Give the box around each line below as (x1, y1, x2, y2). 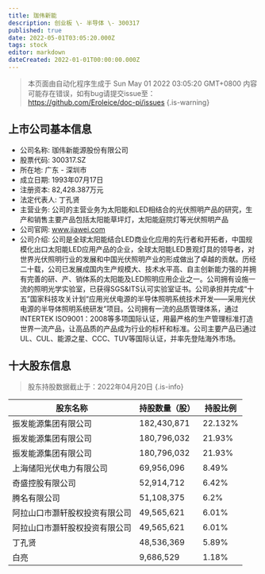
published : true (8, 26, 62, 34)
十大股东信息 (8, 359, 71, 373)
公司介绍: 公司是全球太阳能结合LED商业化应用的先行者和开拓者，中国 (19, 234, 246, 244)
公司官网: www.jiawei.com (19, 224, 106, 234)
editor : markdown (8, 48, 66, 56)
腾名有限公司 (12, 492, 61, 503)
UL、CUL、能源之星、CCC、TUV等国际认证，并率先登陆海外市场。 (19, 333, 240, 343)
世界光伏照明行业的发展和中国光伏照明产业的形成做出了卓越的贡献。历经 (19, 254, 256, 264)
